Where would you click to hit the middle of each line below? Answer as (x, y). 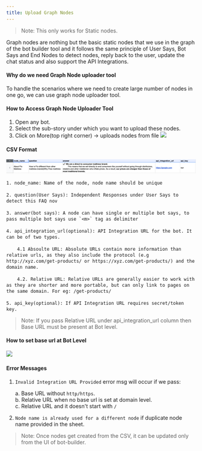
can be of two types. (33, 237)
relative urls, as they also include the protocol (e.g (78, 255)
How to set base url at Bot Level (47, 340)
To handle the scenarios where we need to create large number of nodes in (99, 88)
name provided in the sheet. (50, 425)
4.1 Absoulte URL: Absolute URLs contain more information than (99, 249)
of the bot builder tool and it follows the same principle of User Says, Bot (96, 49)
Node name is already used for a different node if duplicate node (98, 418)
